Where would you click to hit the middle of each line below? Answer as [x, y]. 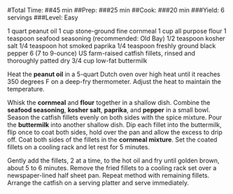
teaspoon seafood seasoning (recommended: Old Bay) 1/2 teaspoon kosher [116, 38]
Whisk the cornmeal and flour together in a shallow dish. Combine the [109, 103]
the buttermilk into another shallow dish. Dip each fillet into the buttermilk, [114, 125]
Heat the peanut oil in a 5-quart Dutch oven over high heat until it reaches [114, 74]
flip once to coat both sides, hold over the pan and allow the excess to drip [115, 132]
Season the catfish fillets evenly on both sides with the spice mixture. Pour [115, 117]
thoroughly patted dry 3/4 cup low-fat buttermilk [77, 61]
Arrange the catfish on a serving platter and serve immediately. [98, 183]
